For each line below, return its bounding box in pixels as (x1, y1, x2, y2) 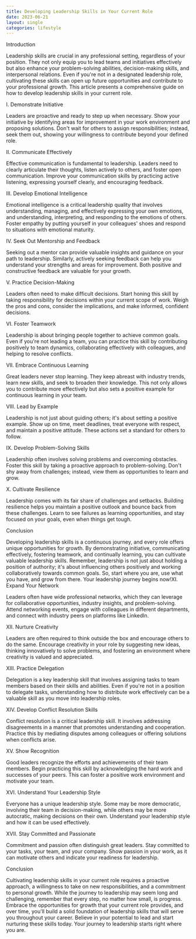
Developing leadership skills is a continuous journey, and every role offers (6, 538, 184, 545)
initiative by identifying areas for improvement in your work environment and (6, 118, 190, 126)
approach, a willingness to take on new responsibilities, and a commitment (6, 883, 185, 890)
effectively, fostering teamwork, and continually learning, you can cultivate (6, 551, 186, 558)
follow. (6, 433, 22, 440)
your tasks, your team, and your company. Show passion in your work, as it (6, 848, 187, 855)
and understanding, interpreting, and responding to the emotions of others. (6, 214, 187, 221)
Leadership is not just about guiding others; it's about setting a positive (6, 414, 177, 422)
